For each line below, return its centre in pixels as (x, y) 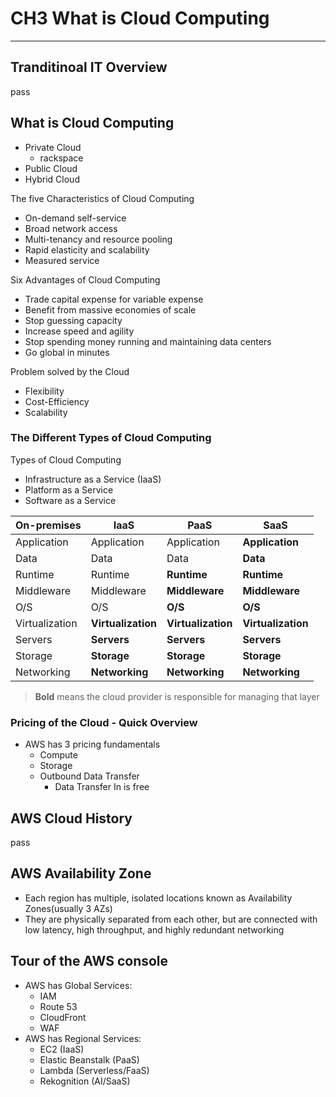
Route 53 (58, 1006)
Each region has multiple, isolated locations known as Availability (158, 898)
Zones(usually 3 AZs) (68, 908)
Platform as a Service (69, 489)
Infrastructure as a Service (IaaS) (93, 479)
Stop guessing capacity (73, 320)
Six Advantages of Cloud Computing (85, 279)
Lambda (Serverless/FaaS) (94, 1070)
